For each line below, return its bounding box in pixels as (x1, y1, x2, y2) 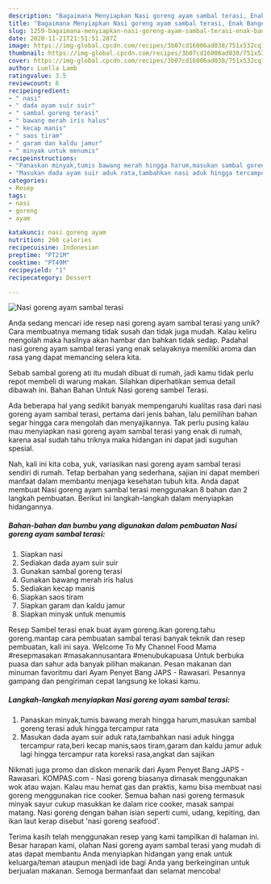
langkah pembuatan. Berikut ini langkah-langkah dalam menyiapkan (8, 493, 234, 504)
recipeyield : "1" (8, 266, 67, 274)
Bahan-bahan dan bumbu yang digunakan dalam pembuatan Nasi (8, 521, 237, 530)
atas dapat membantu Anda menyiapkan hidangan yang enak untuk (8, 849, 233, 859)
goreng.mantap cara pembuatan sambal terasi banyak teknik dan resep (8, 633, 246, 643)
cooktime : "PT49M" (8, 259, 70, 267)
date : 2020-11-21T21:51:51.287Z (8, 34, 117, 43)
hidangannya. (8, 502, 54, 512)
